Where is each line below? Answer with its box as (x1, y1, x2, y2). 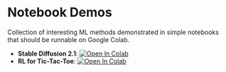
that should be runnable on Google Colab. (7, 35, 130, 43)
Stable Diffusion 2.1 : (17, 49, 78, 58)
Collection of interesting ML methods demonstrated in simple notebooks (7, 28, 219, 36)
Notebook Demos (7, 4, 112, 21)
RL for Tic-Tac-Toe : (17, 56, 76, 65)
